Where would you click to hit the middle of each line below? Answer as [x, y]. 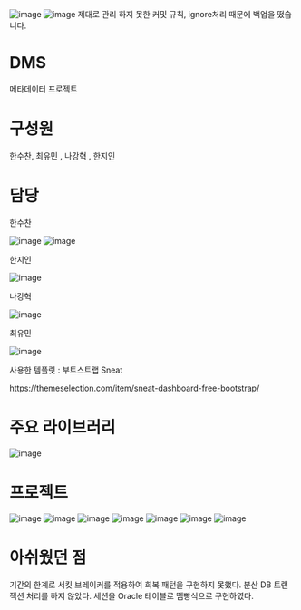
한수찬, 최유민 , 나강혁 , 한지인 [63, 155]
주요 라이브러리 [63, 427]
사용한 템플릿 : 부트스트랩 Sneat [66, 370]
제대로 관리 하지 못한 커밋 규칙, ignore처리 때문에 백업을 [176, 14]
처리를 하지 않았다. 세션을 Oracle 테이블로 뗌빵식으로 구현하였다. [140, 595]
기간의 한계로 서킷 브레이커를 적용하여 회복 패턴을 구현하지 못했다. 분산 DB [141, 585]
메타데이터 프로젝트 [44, 89]
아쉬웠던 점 [48, 557]
